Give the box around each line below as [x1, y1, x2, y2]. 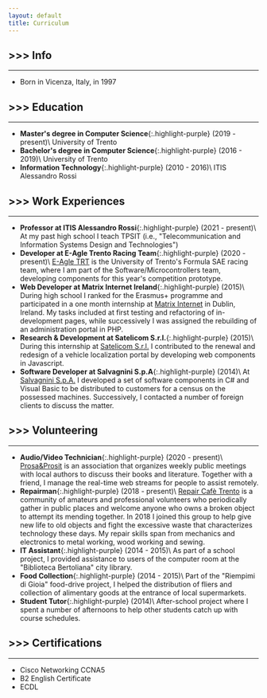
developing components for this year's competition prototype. [19, 273, 223, 283]
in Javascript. [19, 358, 65, 367]
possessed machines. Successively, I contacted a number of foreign [19, 392, 244, 402]
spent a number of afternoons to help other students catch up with [19, 605, 238, 614]
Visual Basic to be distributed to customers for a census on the [19, 383, 226, 393]
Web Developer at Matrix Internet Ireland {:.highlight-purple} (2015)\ [19, 282, 245, 292]
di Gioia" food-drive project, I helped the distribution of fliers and [19, 579, 233, 589]
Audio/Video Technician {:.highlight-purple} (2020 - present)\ [19, 452, 223, 462]
